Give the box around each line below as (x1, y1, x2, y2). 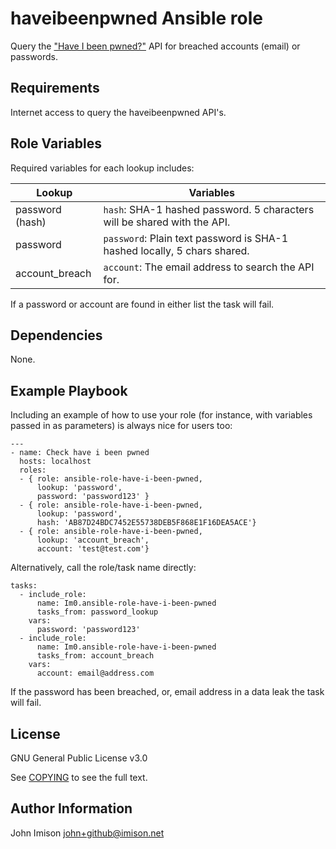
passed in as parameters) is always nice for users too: (10, 420, 233, 432)
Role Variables (10, 135, 102, 152)
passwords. (10, 50, 58, 62)
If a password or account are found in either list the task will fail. (10, 298, 275, 310)
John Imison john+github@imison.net (10, 827, 165, 839)
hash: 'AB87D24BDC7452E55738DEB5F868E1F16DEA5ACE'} (36, 518, 257, 528)
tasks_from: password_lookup (36, 607, 159, 617)
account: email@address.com (36, 668, 155, 679)
